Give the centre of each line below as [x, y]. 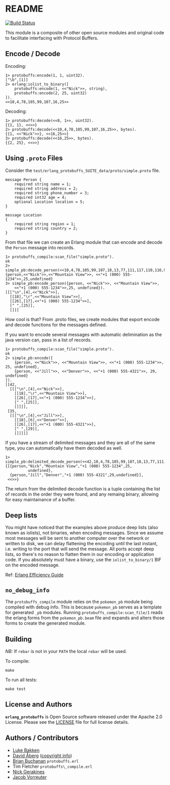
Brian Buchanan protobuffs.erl [46, 761]
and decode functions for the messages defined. [56, 325]
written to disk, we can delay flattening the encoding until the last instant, [81, 544]
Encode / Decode [33, 54]
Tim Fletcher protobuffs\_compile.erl [52, 766]
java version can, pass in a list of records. [49, 340]
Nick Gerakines [28, 771]
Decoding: [16, 111]
